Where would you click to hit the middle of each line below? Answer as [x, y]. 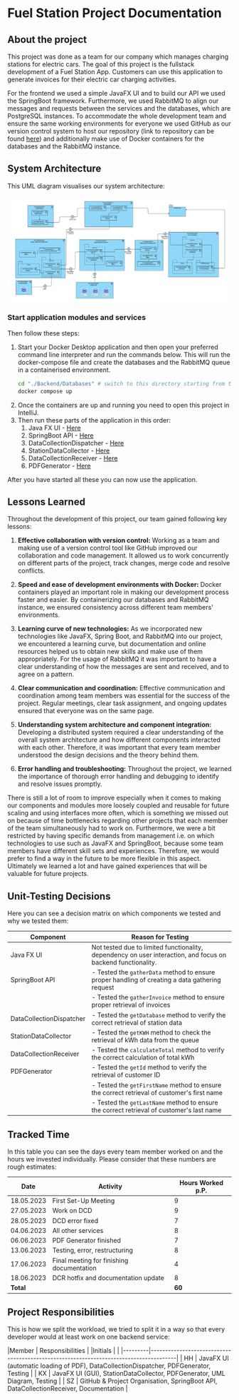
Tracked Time [38, 1134]
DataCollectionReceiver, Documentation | [68, 1389]
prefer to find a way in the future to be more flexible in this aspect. [104, 859]
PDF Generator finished [86, 1241]
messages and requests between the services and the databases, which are [119, 108]
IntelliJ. [28, 413]
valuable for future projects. [48, 874]
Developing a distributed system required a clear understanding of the [121, 732]
